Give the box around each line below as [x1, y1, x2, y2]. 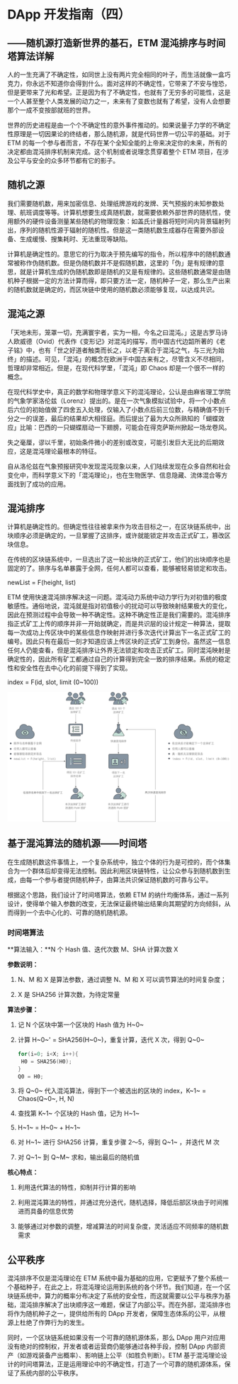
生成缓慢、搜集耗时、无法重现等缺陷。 [19, 235, 132, 243]
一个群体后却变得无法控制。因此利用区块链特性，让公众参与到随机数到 [19, 866, 225, 875]
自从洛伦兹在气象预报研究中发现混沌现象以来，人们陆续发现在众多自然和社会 [7, 462, 231, 470]
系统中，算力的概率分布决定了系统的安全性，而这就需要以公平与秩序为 [19, 1292, 225, 1300]
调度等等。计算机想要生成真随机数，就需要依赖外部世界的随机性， [31, 208, 225, 216]
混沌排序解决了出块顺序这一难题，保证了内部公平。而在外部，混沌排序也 [19, 1300, 231, 1309]
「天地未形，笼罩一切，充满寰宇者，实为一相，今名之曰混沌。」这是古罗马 [7, 328, 222, 337]
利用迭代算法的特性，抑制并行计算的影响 [17, 1183, 136, 1192]
